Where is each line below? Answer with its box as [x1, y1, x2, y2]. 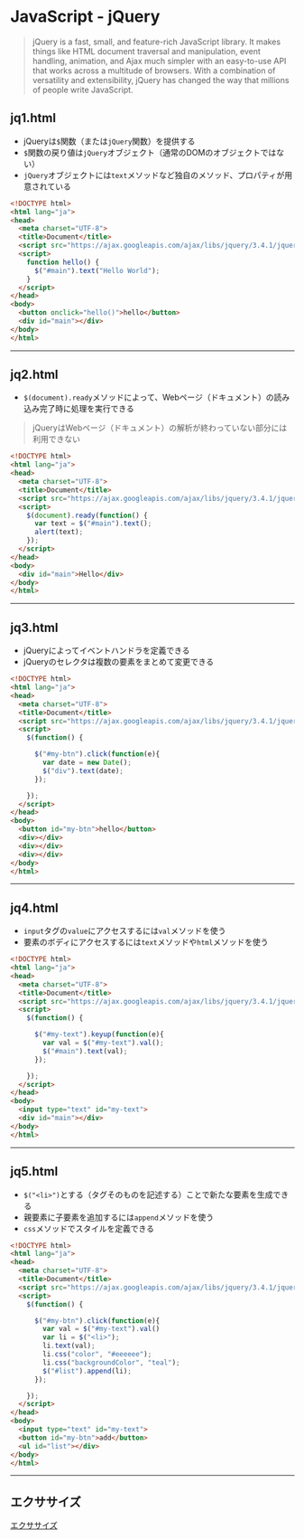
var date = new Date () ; [42, 758, 132, 767]
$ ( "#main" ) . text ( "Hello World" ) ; [33, 266, 161, 275]
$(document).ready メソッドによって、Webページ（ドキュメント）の [23, 392, 274, 403]
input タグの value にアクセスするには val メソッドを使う [23, 925, 226, 937]
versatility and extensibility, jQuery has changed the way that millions [32, 74, 290, 85]
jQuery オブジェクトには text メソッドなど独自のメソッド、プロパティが [23, 169, 285, 180]
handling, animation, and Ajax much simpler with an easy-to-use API [32, 55, 287, 66]
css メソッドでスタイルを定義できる [23, 1223, 155, 1233]
